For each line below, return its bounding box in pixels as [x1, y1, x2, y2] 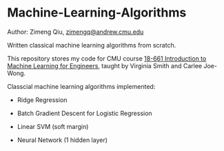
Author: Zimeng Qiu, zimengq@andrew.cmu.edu [7, 28, 144, 36]
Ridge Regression [17, 95, 68, 104]
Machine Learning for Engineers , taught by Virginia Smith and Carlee [7, 61, 203, 70]
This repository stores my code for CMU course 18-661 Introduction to [7, 54, 207, 63]
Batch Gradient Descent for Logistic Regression [17, 109, 153, 117]
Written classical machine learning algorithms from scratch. [7, 41, 176, 49]
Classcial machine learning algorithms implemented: [7, 82, 156, 90]
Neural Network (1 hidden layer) [17, 136, 108, 144]
